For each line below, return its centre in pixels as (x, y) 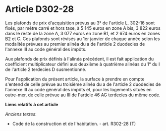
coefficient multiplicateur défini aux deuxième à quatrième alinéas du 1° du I (83, 64)
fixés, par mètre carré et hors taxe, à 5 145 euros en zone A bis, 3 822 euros (83, 28)
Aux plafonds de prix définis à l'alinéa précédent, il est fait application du (80, 59)
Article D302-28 (40, 9)
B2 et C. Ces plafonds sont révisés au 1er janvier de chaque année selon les (83, 39)
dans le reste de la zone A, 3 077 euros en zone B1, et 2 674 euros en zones (83, 33)
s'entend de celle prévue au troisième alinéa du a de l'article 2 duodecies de (83, 84)
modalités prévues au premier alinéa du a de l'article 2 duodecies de (75, 44)
